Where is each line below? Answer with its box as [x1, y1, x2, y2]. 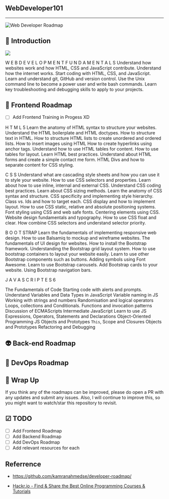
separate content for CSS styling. [5, 162, 74, 168]
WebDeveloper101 [5, 4, 63, 13]
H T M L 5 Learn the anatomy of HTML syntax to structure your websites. [5, 124, 157, 130]
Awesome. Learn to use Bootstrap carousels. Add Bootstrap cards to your [5, 261, 158, 267]
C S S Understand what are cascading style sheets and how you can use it [5, 171, 160, 178]
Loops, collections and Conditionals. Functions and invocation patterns [5, 302, 152, 309]
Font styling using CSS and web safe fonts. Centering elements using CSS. [5, 209, 160, 215]
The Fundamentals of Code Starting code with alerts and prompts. [5, 287, 142, 293]
